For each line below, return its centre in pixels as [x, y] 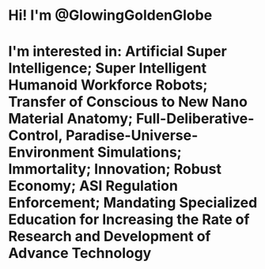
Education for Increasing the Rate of [129, 220]
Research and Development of [110, 237]
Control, [36, 136]
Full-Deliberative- [195, 119]
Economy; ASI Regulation [93, 186]
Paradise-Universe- [132, 136]
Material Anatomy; [70, 119]
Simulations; [140, 152]
